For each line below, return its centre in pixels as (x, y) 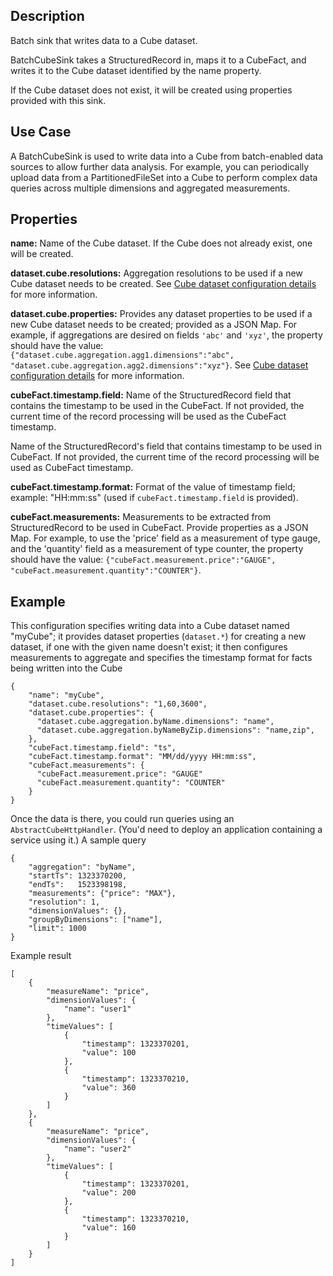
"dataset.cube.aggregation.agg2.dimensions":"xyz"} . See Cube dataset (159, 365)
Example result (41, 956)
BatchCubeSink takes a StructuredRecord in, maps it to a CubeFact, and (158, 60)
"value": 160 (109, 1228)
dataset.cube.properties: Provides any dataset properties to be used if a (161, 314)
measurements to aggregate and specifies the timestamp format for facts (161, 658)
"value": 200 (109, 1193)
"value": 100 (109, 1053)
